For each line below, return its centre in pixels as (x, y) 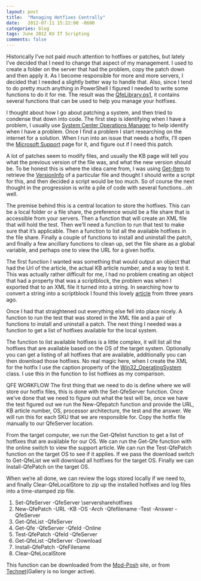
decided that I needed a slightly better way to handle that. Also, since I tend (99, 82)
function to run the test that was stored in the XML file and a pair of (89, 318)
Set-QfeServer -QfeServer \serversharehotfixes (74, 502)
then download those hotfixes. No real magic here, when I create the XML (97, 361)
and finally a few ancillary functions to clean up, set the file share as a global (100, 244)
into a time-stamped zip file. (41, 491)
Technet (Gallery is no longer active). (51, 571)
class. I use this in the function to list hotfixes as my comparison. (86, 374)
